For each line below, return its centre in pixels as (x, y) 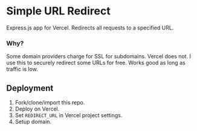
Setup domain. (33, 122)
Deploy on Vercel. (37, 109)
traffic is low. (22, 69)
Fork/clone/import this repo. (50, 103)
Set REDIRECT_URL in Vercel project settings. (69, 115)
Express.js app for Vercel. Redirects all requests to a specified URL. (90, 28)
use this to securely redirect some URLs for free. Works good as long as (96, 63)
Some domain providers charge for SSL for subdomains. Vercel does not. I (99, 56)
